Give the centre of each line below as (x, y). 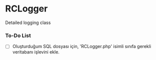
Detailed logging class (28, 22)
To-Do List (18, 35)
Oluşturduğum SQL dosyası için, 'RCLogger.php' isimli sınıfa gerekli (82, 46)
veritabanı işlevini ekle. (36, 52)
